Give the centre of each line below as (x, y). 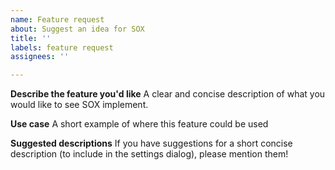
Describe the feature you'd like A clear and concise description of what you (168, 94)
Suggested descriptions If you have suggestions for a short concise (151, 143)
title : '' (31, 38)
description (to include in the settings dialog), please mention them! (149, 154)
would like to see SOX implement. (79, 105)
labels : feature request (62, 47)
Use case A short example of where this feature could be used (139, 124)
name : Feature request (57, 19)
